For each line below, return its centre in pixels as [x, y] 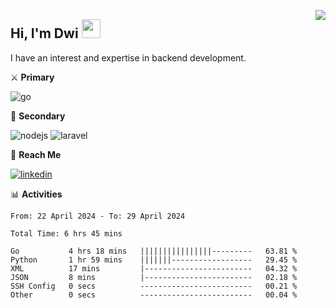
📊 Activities [36, 194]
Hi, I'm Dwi [44, 33]
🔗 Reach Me [36, 154]
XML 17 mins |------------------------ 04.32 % [154, 268]
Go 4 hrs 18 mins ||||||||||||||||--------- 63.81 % [154, 251]
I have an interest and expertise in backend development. [128, 57]
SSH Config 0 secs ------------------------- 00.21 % [154, 286]
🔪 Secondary [38, 116]
